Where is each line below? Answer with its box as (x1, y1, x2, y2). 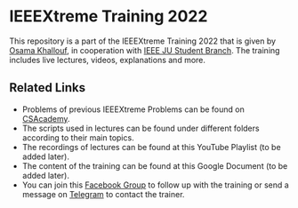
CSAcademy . (21, 113, 70, 124)
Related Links (9, 80, 86, 95)
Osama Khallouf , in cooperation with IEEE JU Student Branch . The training (9, 44, 280, 55)
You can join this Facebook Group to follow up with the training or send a (21, 180, 289, 190)
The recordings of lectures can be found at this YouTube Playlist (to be (21, 141, 282, 152)
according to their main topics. (21, 132, 135, 143)
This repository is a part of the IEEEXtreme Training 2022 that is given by (9, 36, 277, 46)
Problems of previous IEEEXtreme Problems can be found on (21, 104, 245, 115)
